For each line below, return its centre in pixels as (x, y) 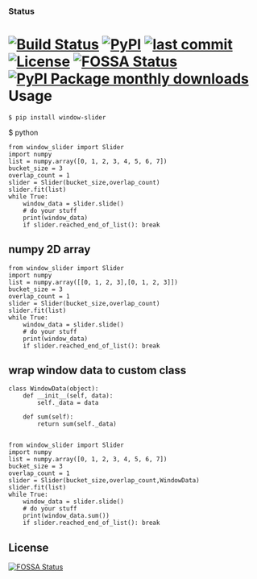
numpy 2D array (50, 250)
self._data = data (68, 403)
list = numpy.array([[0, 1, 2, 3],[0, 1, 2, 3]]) (93, 282)
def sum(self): (48, 417)
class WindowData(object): (54, 389)
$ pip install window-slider (57, 117)
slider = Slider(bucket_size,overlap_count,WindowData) (104, 481)
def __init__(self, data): (68, 396)
